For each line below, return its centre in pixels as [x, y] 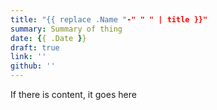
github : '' [33, 66]
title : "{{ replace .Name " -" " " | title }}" [109, 19]
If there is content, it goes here [73, 94]
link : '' [28, 57]
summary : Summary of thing [66, 29]
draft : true [35, 47]
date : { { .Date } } [48, 38]
